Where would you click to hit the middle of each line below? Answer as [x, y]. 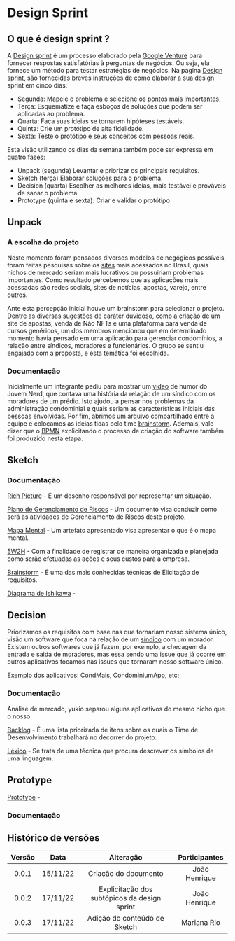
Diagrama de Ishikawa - [41, 593]
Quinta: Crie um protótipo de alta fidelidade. [81, 128]
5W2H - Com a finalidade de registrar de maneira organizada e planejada [113, 551]
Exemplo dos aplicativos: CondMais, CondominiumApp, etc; [93, 675]
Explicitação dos [126, 889]
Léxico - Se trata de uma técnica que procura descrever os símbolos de [111, 751]
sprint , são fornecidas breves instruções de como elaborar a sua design [111, 78]
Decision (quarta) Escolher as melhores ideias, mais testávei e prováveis [121, 186]
